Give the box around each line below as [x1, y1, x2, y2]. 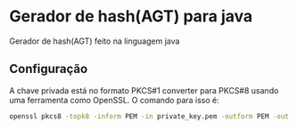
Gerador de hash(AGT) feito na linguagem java [9, 36, 180, 46]
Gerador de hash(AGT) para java [9, 6, 253, 27]
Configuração [9, 61, 88, 77]
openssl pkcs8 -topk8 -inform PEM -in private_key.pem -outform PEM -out [9, 111, 290, 121]
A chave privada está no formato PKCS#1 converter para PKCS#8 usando [9, 85, 279, 95]
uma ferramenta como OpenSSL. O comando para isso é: [9, 94, 220, 105]
